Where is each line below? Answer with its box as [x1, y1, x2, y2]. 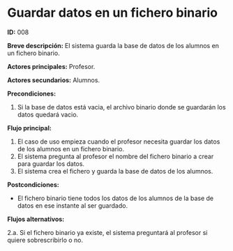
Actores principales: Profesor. [7, 62, 96, 70]
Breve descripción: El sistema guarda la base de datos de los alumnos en [7, 41, 220, 50]
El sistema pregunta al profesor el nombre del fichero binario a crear [17, 152, 214, 160]
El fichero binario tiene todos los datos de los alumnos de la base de [17, 194, 214, 202]
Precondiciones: [7, 89, 57, 98]
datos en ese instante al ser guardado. [17, 201, 128, 210]
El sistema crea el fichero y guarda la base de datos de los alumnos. [17, 167, 213, 175]
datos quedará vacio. [17, 110, 79, 119]
